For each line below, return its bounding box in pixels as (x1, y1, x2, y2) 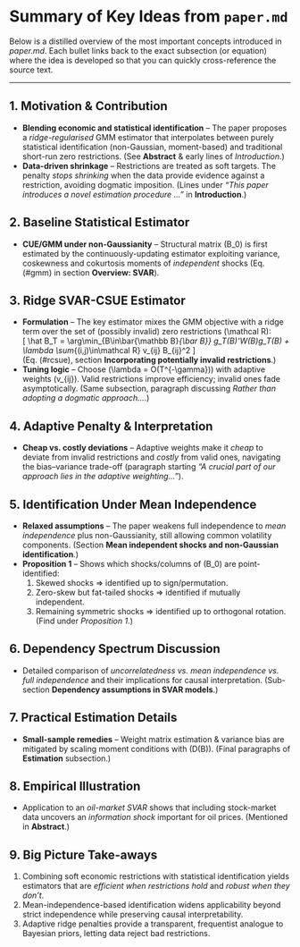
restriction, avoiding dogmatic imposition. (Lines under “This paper (21, 179, 270, 190)
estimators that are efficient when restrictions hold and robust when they (21, 881, 290, 892)
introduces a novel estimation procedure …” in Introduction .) (21, 189, 247, 199)
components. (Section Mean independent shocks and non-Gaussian (21, 539, 279, 550)
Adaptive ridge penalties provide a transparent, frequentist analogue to (21, 918, 284, 929)
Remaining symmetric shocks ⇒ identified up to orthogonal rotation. (35, 606, 287, 616)
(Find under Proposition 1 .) (35, 615, 134, 626)
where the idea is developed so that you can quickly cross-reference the (9, 55, 277, 65)
